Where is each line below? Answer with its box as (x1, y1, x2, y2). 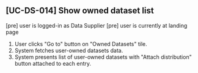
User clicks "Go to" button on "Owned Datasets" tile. (14, 40, 147, 47)
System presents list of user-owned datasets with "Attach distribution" (14, 53, 192, 61)
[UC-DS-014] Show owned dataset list (5, 6, 154, 16)
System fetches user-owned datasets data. (14, 47, 123, 54)
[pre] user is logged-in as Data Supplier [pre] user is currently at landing (5, 21, 188, 29)
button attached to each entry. (14, 60, 92, 67)
